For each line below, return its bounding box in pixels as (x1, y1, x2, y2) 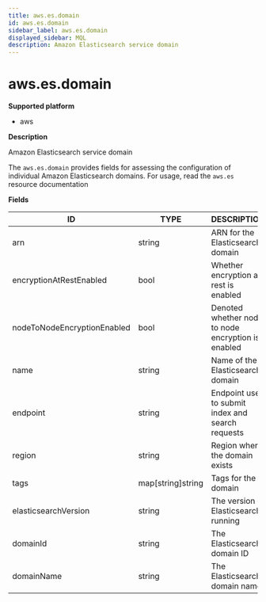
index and (211, 407, 248, 418)
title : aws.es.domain (8, 11, 80, 20)
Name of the (211, 355, 257, 366)
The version (211, 496, 256, 507)
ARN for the (211, 227, 255, 238)
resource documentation (8, 180, 89, 189)
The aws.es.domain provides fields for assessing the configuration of (8, 163, 231, 173)
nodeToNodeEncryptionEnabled (12, 322, 131, 333)
